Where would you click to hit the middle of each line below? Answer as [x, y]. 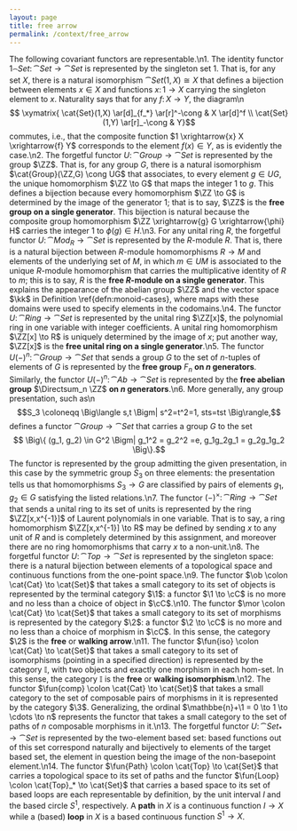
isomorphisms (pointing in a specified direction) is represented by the [136, 660]
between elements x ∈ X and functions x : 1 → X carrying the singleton [137, 90]
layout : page [33, 17]
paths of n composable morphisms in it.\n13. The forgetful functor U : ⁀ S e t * [146, 727]
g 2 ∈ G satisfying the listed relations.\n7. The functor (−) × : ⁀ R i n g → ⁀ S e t [143, 498]
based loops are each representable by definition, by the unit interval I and [145, 794]
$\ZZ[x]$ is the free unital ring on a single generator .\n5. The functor [137, 346]
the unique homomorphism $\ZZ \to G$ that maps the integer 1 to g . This [142, 184]
